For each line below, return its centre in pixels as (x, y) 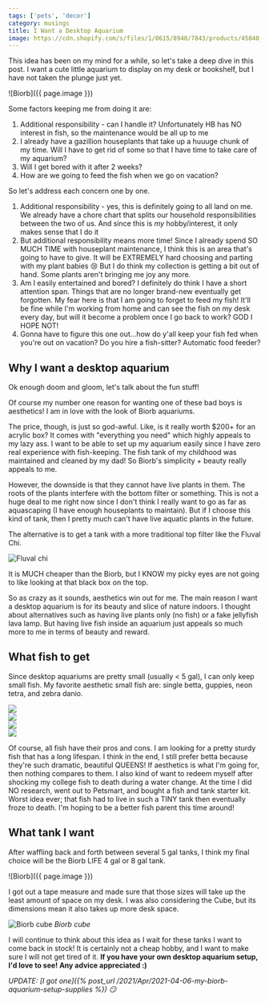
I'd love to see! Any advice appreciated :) (78, 965)
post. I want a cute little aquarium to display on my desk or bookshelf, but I (131, 70)
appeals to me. (33, 469)
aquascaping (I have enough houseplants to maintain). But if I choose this (129, 510)
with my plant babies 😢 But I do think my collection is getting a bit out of (139, 266)
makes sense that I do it (59, 232)
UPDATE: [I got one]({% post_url (62, 980)
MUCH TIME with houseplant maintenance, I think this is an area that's (136, 249)
